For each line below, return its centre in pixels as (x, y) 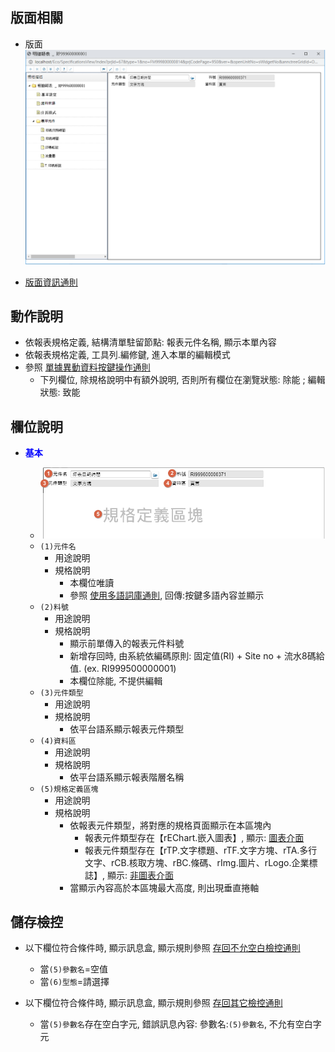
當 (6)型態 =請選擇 (74, 982)
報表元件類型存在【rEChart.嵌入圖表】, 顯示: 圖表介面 (194, 837)
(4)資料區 (58, 741)
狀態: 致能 (60, 392)
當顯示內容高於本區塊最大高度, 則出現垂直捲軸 (164, 887)
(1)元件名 (58, 546)
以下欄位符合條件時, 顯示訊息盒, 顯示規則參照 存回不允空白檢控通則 (162, 948)
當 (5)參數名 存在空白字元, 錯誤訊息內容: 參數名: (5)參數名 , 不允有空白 (176, 1024)
